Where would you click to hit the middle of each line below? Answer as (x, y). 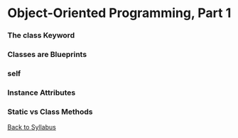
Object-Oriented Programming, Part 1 (119, 13)
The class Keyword (41, 36)
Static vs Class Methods (50, 112)
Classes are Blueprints (47, 55)
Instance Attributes (42, 92)
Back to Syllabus (32, 127)
